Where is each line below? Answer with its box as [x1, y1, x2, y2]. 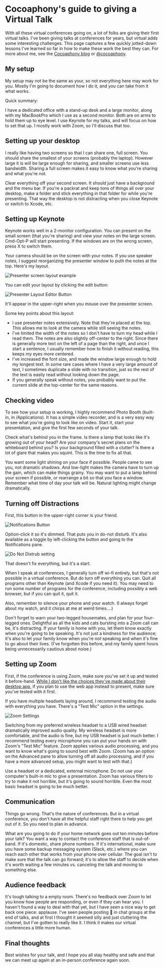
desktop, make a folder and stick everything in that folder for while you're [5, 190, 153, 196]
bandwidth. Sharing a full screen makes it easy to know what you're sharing [5, 165, 158, 171]
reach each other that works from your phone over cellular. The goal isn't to [5, 851, 157, 857]
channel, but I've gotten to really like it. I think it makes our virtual [5, 920, 136, 926]
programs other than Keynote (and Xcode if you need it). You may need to [5, 580, 154, 586]
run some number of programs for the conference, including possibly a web [5, 586, 158, 591]
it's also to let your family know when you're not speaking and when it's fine [5, 636, 158, 641]
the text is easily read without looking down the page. [12, 372, 120, 378]
